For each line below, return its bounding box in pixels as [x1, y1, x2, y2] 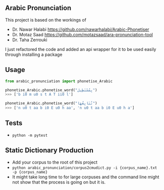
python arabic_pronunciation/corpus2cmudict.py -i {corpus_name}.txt [12, 165, 158, 170]
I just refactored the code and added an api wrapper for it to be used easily [5, 46, 157, 52]
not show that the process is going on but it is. [12, 179, 106, 185]
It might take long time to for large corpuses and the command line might [12, 174, 160, 180]
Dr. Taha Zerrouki [12, 37, 47, 43]
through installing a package [5, 51, 63, 57]
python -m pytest [12, 133, 48, 138]
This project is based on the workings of [5, 17, 87, 23]
